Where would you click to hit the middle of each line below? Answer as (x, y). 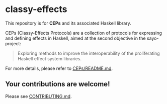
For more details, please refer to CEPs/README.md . (59, 68)
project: (13, 43)
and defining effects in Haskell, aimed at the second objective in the (75, 38)
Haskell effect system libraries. (50, 58)
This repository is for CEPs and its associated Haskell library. (68, 23)
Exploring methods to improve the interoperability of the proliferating (89, 53)
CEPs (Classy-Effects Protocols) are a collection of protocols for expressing (84, 33)
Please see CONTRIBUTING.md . (38, 96)
